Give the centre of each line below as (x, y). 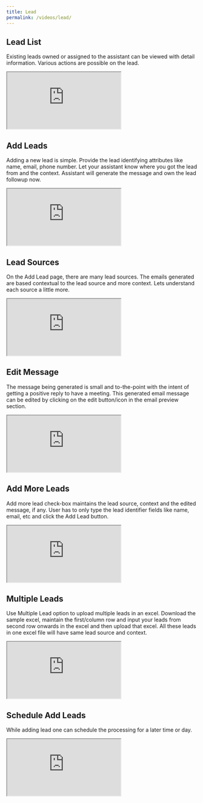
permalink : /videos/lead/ (39, 18)
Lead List (24, 42)
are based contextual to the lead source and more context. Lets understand (101, 283)
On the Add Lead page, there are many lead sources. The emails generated (100, 277)
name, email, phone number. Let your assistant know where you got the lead (102, 167)
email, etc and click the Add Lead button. (58, 516)
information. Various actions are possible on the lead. (73, 63)
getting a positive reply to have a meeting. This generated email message (98, 393)
